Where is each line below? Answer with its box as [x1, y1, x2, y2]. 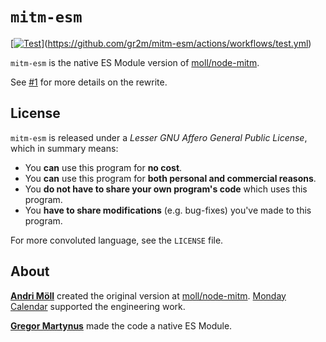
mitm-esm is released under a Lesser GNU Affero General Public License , [10, 131, 308, 143]
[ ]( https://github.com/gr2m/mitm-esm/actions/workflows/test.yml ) [10, 37, 312, 49]
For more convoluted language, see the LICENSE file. [10, 234, 224, 246]
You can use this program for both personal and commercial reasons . [24, 172, 317, 184]
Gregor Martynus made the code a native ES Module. [10, 319, 233, 332]
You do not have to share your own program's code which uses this [24, 183, 308, 195]
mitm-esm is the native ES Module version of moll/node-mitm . [10, 56, 260, 68]
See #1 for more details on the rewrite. [10, 76, 168, 88]
